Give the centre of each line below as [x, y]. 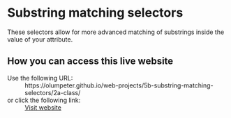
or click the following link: [44, 100]
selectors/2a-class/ [53, 92]
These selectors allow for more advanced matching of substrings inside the [116, 32]
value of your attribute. [40, 39]
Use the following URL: [40, 78]
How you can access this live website [90, 61]
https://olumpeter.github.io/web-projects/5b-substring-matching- [119, 85]
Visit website [43, 107]
